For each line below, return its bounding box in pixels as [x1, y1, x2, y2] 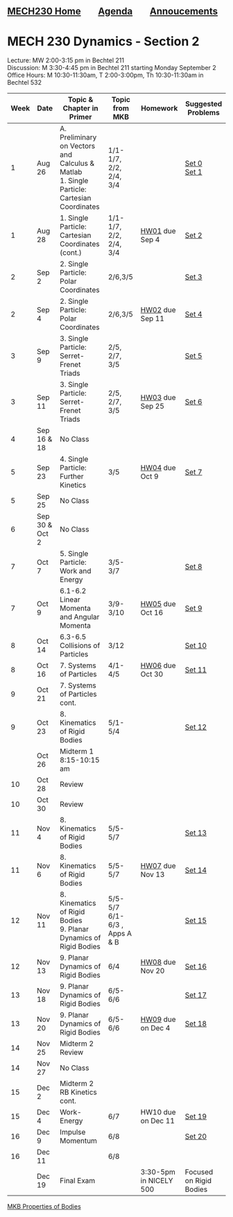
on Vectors [60, 142, 96, 151]
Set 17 [184, 990, 207, 1000]
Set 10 [184, 641, 207, 651]
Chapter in [62, 103, 98, 113]
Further [60, 472, 85, 482]
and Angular [60, 612, 100, 622]
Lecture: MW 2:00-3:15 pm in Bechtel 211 [7, 56, 125, 65]
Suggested [184, 99, 223, 109]
